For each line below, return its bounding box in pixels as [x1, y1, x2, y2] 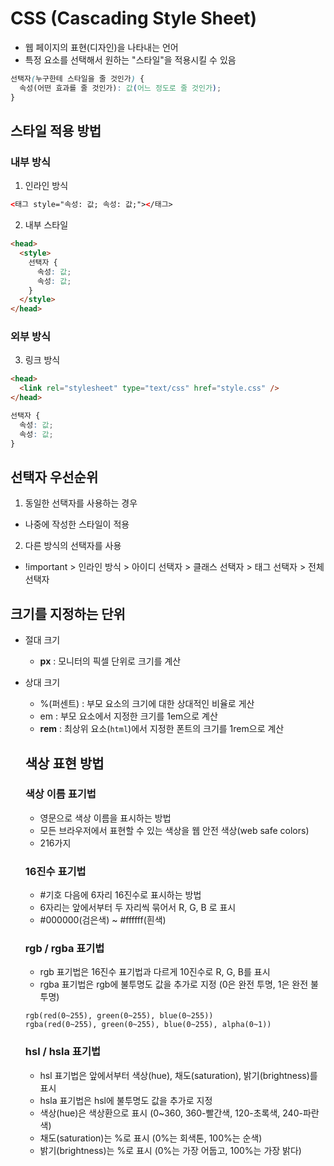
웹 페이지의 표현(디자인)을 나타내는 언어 [24, 41, 179, 53]
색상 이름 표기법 [24, 787, 97, 801]
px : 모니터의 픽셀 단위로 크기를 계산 [39, 655, 182, 667]
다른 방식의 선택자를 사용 [24, 540, 122, 552]
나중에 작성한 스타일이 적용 [24, 518, 130, 531]
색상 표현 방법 [24, 755, 105, 772]
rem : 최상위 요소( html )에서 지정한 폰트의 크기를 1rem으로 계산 [39, 723, 285, 735]
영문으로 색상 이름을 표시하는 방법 [39, 812, 172, 824]
